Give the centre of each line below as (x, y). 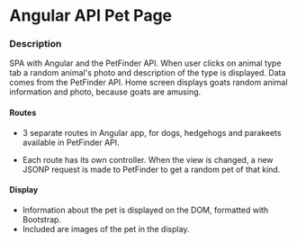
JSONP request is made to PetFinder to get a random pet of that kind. (151, 169)
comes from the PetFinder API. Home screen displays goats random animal (148, 83)
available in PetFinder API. (71, 142)
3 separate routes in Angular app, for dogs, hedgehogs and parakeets (152, 132)
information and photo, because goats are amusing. (105, 92)
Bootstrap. (41, 219)
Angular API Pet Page (91, 16)
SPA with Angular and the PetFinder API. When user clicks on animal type (145, 63)
